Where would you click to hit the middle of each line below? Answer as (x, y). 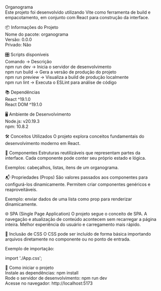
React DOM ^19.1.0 (24, 104)
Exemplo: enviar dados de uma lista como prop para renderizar (69, 199)
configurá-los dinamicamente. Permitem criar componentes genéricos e (78, 184)
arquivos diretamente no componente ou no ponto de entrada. (68, 239)
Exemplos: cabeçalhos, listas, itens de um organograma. (62, 168)
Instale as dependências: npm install (42, 273)
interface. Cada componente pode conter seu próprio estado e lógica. (76, 158)
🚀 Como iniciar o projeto (29, 267)
